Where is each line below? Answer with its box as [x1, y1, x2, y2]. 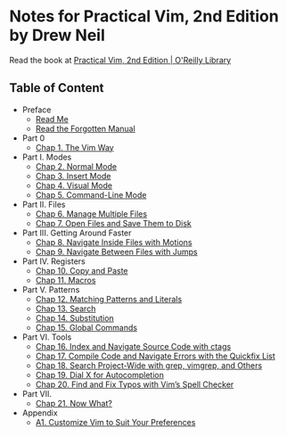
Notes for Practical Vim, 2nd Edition [9, 6, 279, 27]
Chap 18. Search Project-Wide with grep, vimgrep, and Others [35, 359, 263, 371]
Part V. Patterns [21, 284, 80, 295]
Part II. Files [21, 199, 66, 210]
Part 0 [21, 132, 45, 144]
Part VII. [21, 388, 52, 399]
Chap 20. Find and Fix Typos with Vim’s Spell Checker [35, 379, 234, 390]
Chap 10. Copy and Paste [35, 265, 128, 276]
